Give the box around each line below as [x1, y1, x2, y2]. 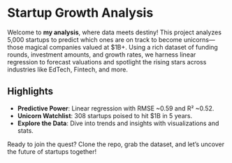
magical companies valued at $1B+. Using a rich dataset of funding [24, 43, 218, 51]
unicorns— [183, 35, 215, 43]
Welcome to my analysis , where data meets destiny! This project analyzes [7, 28, 222, 36]
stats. [17, 126, 34, 134]
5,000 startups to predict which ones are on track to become [7, 35, 182, 43]
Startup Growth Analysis [7, 5, 154, 21]
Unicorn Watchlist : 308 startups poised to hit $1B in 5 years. [17, 111, 193, 120]
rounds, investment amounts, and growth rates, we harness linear [7, 50, 196, 59]
